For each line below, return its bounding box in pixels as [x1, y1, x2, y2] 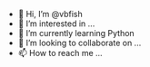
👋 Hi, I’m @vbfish [17, 9, 84, 19]
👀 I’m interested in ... [17, 18, 95, 29]
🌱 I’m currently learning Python [17, 28, 135, 38]
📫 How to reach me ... [17, 48, 103, 58]
